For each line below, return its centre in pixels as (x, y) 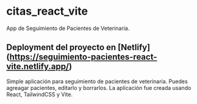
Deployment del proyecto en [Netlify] (78, 47)
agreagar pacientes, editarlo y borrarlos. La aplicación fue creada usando (99, 87)
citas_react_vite (47, 11)
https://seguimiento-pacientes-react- (83, 57)
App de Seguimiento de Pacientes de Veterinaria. (68, 28)
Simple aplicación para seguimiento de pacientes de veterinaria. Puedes (97, 81)
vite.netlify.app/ (38, 66)
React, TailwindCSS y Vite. (40, 94)
